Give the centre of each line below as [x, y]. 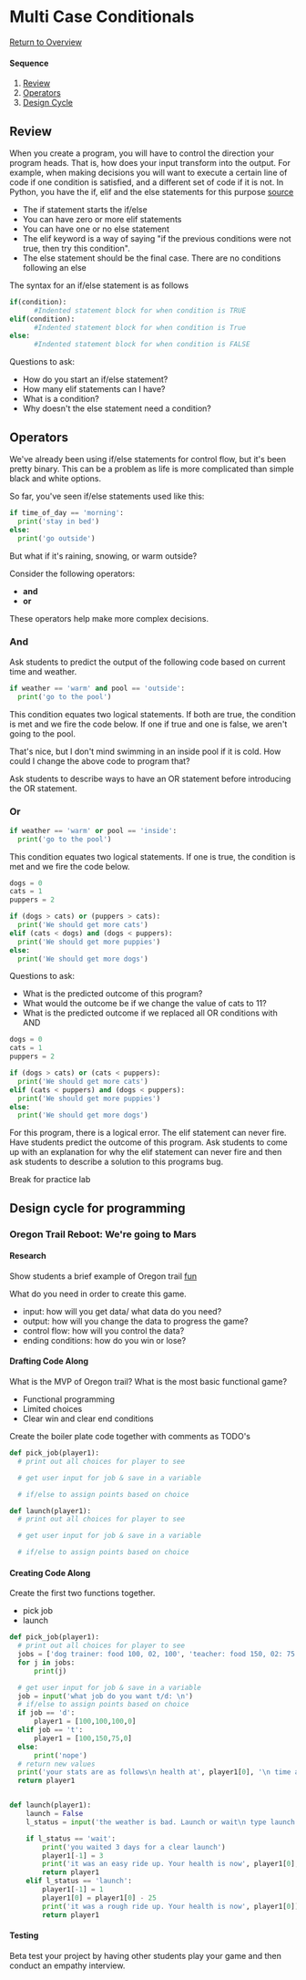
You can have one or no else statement [96, 229]
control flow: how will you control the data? [103, 1330]
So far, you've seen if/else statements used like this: [107, 496]
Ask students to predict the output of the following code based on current [148, 662]
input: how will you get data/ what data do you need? [122, 1311]
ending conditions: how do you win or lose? [104, 1340]
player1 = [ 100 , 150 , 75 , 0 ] [82, 1738]
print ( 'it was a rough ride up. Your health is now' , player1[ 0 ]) [171, 1906]
